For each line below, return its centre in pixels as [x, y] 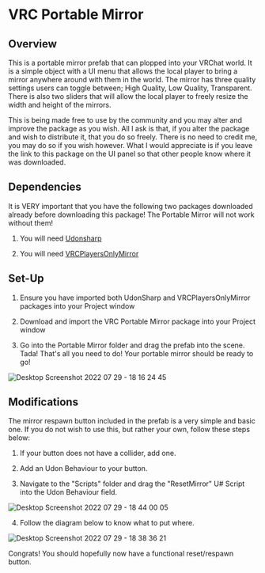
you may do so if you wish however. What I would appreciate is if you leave [131, 145]
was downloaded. [37, 162]
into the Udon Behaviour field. [68, 492]
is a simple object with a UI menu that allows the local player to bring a [123, 71]
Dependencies [45, 187]
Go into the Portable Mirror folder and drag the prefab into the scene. [132, 345]
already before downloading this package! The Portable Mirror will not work [131, 214]
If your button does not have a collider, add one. [98, 453]
